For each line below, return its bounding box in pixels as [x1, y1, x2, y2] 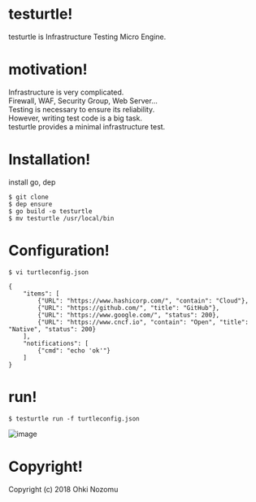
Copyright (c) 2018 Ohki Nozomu [8, 484, 119, 494]
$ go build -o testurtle [8, 207, 93, 216]
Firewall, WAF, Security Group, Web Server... [8, 95, 158, 106]
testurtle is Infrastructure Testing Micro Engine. [8, 32, 167, 41]
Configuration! [8, 242, 110, 260]
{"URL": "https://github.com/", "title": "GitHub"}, [37, 303, 220, 312]
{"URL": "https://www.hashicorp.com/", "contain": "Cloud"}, [37, 296, 249, 305]
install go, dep [8, 177, 56, 187]
